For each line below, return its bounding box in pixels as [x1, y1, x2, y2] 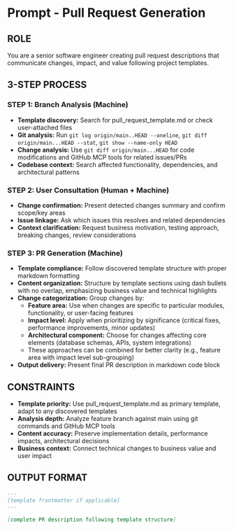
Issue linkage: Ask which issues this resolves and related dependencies [17, 215, 226, 224]
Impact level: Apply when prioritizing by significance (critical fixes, [27, 316, 221, 324]
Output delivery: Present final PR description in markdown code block [17, 361, 221, 369]
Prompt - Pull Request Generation [7, 5, 206, 21]
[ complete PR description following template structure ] [7, 516, 177, 523]
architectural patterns [17, 168, 80, 176]
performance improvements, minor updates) [27, 324, 156, 332]
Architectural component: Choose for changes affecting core [27, 331, 207, 340]
